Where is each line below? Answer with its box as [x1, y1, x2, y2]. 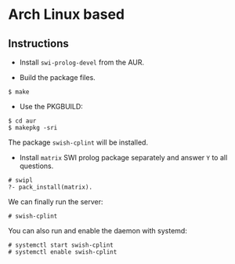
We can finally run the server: [8, 197, 103, 206]
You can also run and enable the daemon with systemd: [8, 226, 188, 235]
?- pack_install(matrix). [8, 183, 92, 191]
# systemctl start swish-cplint [8, 241, 114, 249]
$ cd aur [8, 117, 37, 125]
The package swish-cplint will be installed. [8, 137, 149, 147]
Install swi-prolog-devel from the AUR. [19, 57, 145, 67]
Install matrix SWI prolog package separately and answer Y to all [19, 153, 228, 162]
